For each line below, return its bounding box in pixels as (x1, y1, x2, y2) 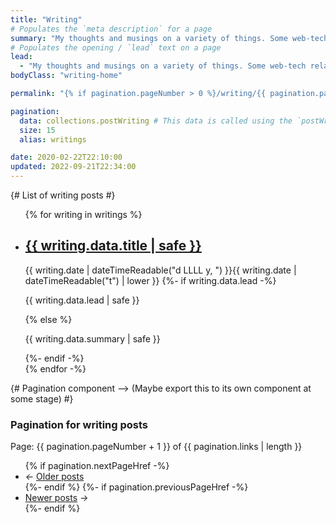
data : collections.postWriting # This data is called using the (19, 116, 293, 126)
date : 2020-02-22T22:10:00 (10, 152, 123, 163)
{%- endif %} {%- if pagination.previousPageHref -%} (24, 481, 249, 493)
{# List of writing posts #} (10, 189, 116, 201)
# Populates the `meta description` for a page (10, 24, 213, 34)
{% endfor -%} (24, 362, 87, 375)
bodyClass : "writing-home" (10, 71, 123, 81)
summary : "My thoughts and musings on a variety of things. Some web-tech (10, 33, 329, 43)
